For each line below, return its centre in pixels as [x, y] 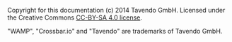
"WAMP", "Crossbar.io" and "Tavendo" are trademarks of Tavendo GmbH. [115, 31]
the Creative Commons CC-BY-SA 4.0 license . [75, 17]
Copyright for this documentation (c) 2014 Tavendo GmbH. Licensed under [116, 10]
